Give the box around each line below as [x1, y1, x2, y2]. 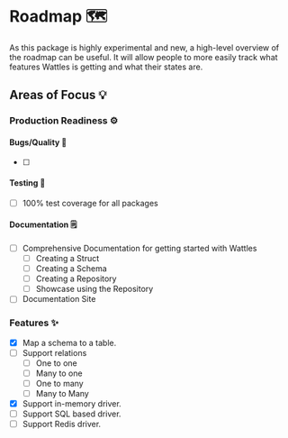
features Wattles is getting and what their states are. [9, 61, 203, 72]
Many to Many [35, 388, 90, 398]
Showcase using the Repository [35, 284, 154, 295]
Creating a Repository [35, 273, 117, 284]
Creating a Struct [35, 252, 100, 263]
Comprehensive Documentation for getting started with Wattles [22, 242, 257, 253]
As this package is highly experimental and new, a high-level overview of [9, 41, 280, 53]
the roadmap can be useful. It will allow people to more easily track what [9, 51, 278, 62]
